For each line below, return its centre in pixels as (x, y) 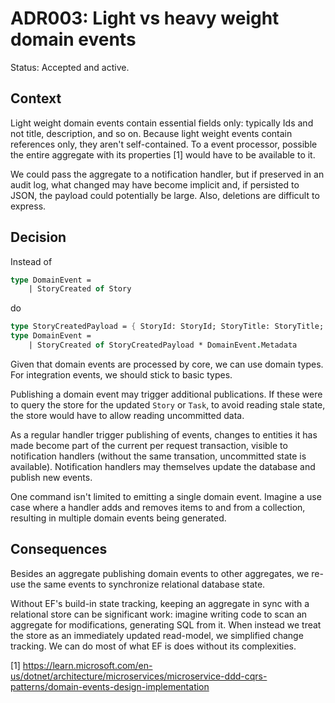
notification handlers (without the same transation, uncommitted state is (158, 456)
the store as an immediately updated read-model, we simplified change (157, 635)
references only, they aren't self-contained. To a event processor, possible (164, 144)
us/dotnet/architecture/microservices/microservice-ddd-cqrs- (139, 676)
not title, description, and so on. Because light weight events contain (151, 133)
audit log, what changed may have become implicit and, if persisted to (155, 184)
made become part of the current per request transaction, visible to (149, 445)
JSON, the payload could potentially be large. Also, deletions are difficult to (165, 195)
